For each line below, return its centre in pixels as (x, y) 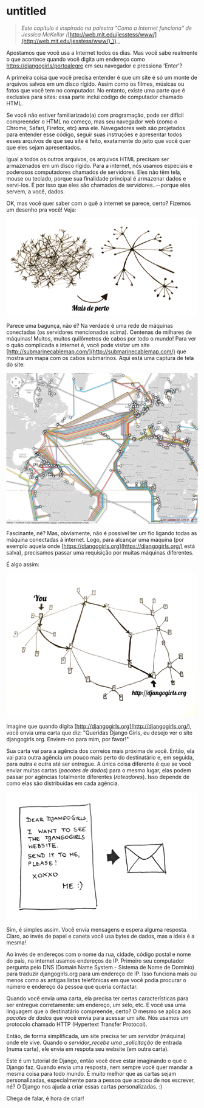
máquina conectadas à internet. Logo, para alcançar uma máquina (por (95, 539)
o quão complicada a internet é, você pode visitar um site (78, 345)
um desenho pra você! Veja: (41, 209)
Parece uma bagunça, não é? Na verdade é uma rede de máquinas (90, 326)
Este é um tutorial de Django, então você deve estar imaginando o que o (97, 1061)
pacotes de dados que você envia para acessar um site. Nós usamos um (97, 1018)
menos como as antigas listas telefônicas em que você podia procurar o (96, 980)
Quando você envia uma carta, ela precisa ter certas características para (97, 999)
